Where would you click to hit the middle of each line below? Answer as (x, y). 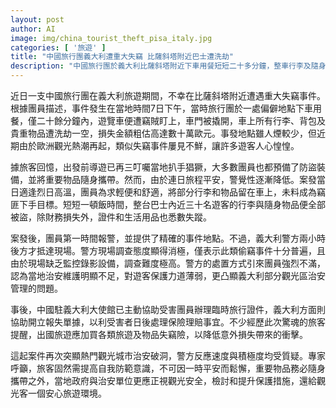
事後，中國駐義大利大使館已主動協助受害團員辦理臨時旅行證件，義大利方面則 (168, 309)
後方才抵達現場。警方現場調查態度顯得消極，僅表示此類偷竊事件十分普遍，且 (168, 250)
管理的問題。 (36, 288)
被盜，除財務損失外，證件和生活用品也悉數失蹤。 (111, 217)
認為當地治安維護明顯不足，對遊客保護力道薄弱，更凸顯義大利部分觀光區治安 (168, 275)
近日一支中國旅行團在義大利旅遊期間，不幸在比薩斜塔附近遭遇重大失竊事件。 (168, 95)
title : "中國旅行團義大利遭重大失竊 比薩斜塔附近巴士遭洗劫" (122, 57)
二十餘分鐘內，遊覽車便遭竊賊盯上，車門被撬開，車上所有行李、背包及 (181, 120)
